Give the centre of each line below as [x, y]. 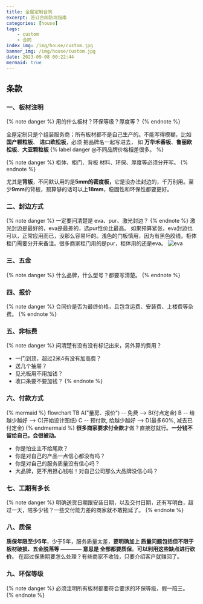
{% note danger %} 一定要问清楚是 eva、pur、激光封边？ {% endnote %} [98, 221]
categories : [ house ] [32, 23]
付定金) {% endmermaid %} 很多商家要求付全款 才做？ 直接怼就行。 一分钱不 [100, 428]
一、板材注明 [25, 107]
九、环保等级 [25, 574]
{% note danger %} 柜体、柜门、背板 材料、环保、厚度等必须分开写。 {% [97, 162]
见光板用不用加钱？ [39, 373]
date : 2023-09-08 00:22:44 [40, 57]
